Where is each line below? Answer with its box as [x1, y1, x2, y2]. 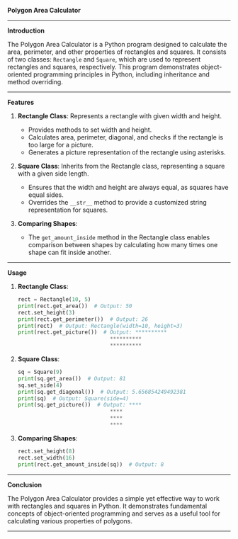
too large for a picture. [28, 141, 93, 149]
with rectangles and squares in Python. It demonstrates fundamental [7, 501, 208, 510]
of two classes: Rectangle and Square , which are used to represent [7, 55, 201, 63]
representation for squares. [28, 205, 108, 214]
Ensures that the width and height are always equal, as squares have [28, 183, 229, 191]
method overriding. [7, 78, 64, 86]
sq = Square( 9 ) [17, 368, 63, 375]
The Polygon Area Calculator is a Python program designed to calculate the [7, 40, 227, 48]
